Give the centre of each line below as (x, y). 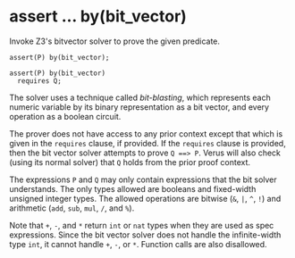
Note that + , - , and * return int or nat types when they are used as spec (142, 225)
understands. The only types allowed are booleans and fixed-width (133, 188)
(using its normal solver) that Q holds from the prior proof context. (130, 162)
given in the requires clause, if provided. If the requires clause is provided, (147, 143)
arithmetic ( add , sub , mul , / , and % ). (72, 208)
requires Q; (40, 81)
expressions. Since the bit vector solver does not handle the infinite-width (145, 235)
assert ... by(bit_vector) (98, 17)
